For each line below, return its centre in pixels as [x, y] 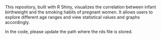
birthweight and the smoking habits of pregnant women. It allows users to [79, 12]
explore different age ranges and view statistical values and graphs [72, 17]
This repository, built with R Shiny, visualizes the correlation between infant [80, 7]
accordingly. [18, 22]
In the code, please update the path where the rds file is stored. [69, 32]
